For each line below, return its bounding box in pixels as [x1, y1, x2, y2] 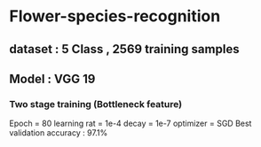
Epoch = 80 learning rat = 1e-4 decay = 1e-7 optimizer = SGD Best [9, 118, 252, 129]
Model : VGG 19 [9, 71, 96, 86]
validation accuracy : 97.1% [9, 128, 108, 138]
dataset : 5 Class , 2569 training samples [9, 42, 240, 57]
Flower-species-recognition [9, 6, 221, 27]
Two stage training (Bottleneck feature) [9, 97, 183, 110]
